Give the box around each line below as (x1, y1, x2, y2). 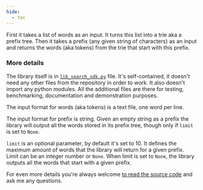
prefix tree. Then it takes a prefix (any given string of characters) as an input (6, 37, 197, 45)
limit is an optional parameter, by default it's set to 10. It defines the (6, 139, 177, 147)
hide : (6, 8, 20, 15)
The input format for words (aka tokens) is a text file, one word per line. (6, 103, 184, 110)
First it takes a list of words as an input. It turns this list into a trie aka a (6, 31, 182, 38)
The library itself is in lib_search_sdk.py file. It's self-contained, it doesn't (6, 72, 190, 80)
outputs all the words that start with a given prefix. (6, 159, 132, 166)
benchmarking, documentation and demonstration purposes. (6, 92, 159, 99)
